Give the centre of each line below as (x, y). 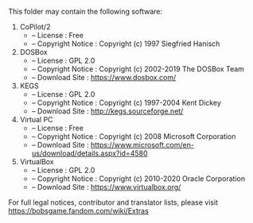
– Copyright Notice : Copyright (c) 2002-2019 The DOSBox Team (138, 69)
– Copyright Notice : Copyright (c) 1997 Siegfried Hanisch (126, 44)
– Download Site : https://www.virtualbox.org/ (106, 187)
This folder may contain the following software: (86, 12)
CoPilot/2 (35, 27)
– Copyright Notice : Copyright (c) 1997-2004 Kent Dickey (126, 103)
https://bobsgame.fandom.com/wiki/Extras (78, 211)
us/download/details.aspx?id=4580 (90, 153)
